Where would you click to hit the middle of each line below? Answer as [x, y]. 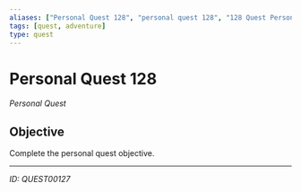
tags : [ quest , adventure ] [57, 26]
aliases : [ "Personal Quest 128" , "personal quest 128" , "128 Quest [138, 17]
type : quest [31, 34]
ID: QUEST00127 [40, 179]
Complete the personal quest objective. [82, 153]
